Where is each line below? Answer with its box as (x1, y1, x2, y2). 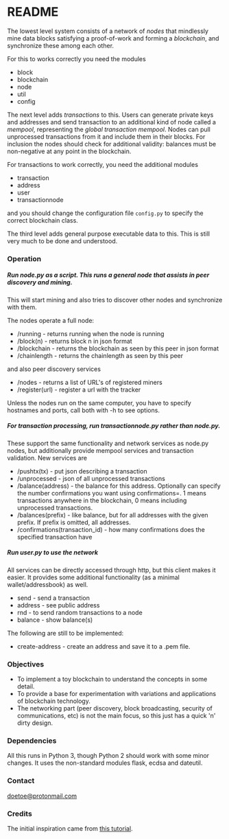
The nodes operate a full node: (7, 316, 95, 324)
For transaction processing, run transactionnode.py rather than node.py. (7, 422, 221, 430)
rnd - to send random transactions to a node (16, 608, 143, 616)
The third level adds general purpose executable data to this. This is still (7, 230, 210, 238)
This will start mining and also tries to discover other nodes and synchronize (7, 295, 223, 304)
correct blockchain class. (7, 216, 79, 224)
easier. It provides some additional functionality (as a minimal (7, 573, 180, 581)
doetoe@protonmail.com (7, 792, 77, 800)
